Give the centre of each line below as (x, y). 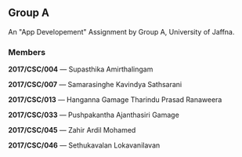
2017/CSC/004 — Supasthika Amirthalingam (81, 69)
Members (27, 52)
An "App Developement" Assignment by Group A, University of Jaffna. (121, 31)
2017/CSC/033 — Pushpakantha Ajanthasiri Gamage (94, 115)
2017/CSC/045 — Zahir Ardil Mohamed (72, 130)
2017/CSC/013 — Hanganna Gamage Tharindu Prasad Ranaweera (115, 100)
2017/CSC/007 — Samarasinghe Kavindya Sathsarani (95, 85)
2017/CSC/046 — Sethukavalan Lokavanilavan (84, 145)
